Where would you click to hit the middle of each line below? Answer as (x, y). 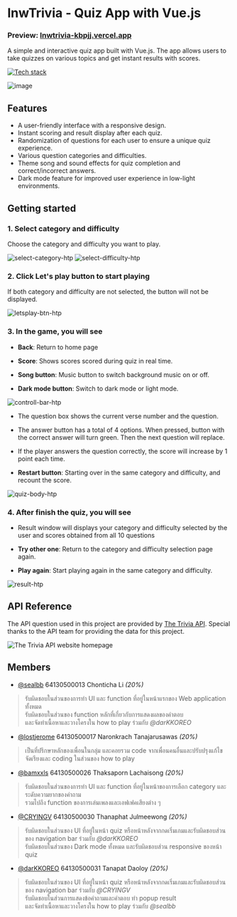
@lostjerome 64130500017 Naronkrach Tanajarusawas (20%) (108, 736)
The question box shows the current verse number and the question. (118, 416)
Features (27, 108)
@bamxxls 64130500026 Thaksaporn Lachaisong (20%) (100, 773)
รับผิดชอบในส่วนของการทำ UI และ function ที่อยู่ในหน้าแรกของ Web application (125, 698)
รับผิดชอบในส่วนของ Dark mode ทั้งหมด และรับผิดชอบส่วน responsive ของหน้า (123, 846)
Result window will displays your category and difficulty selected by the (122, 527)
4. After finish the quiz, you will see (69, 512)
